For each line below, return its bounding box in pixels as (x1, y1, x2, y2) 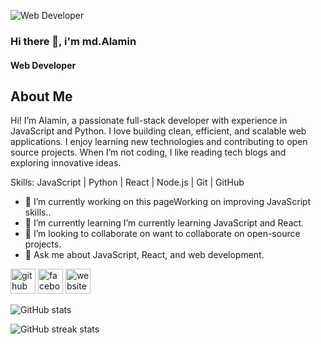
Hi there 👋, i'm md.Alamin (10, 34, 137, 48)
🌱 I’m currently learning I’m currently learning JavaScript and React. (24, 217, 305, 229)
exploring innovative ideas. (10, 157, 122, 169)
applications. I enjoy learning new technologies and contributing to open (10, 136, 308, 148)
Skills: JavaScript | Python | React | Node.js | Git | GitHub (10, 176, 245, 189)
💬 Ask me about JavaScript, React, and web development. (24, 249, 265, 261)
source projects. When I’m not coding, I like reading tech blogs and (10, 146, 287, 159)
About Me (10, 88, 73, 105)
